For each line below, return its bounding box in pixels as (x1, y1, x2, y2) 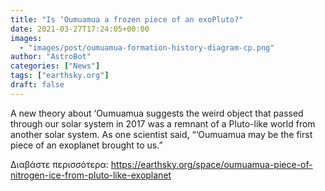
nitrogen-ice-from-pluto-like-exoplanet (10, 169, 172, 181)
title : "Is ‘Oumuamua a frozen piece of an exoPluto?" (10, 14, 244, 25)
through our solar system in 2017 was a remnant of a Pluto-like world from (10, 117, 316, 130)
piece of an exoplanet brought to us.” (10, 139, 163, 151)
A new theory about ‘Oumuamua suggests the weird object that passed (10, 107, 304, 119)
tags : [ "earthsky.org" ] (10, 71, 110, 81)
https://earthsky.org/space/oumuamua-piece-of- (110, 158, 313, 170)
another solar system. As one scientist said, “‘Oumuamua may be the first (10, 128, 313, 140)
